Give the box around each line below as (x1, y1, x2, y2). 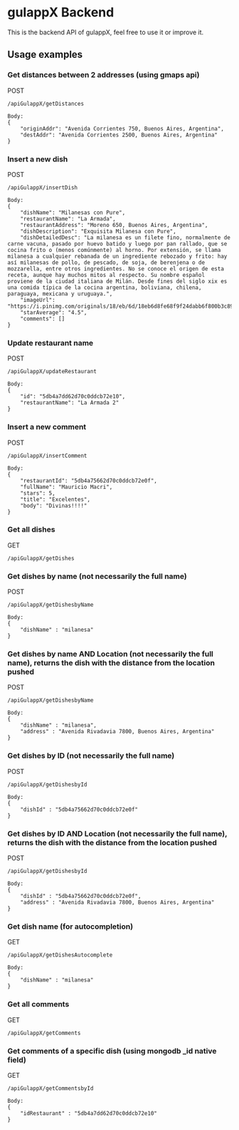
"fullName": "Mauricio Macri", (20, 483, 113, 490)
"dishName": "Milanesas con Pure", (20, 208, 126, 216)
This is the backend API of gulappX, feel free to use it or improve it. (7, 28, 204, 36)
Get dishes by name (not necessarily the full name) (7, 571, 187, 581)
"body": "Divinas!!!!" (20, 502, 87, 509)
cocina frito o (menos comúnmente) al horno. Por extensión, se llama (7, 246, 221, 253)
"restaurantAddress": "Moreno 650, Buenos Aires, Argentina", (20, 221, 208, 228)
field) (7, 1054, 27, 1064)
